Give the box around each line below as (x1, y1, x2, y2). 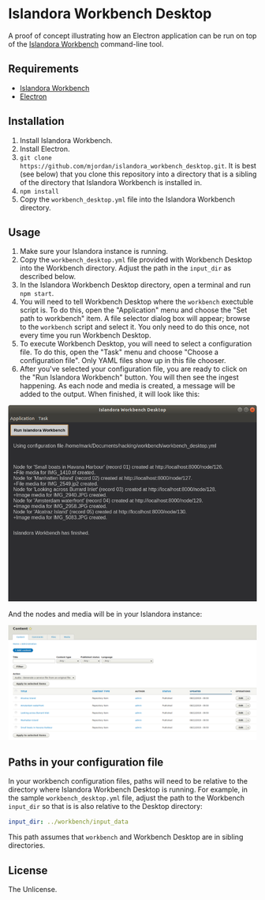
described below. (19, 272, 77, 282)
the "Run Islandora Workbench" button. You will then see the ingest (19, 372, 239, 382)
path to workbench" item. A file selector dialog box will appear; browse (19, 314, 251, 323)
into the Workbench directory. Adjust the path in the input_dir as (19, 263, 232, 273)
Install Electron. (19, 144, 70, 153)
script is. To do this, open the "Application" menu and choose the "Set (19, 305, 248, 315)
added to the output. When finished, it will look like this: (19, 389, 200, 399)
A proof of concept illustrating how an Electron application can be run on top (8, 31, 257, 40)
